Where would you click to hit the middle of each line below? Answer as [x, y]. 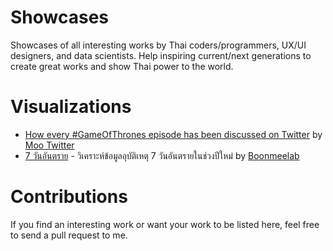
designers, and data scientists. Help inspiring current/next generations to [161, 55]
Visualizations [71, 107]
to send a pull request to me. [69, 235]
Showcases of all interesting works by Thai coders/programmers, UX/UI [158, 45]
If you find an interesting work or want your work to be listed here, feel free [165, 224]
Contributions [69, 197]
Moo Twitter [49, 145]
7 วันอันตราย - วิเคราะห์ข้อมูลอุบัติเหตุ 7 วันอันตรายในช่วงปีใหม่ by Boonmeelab [162, 155]
